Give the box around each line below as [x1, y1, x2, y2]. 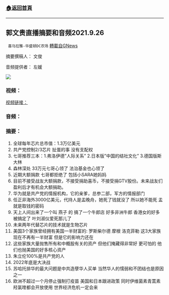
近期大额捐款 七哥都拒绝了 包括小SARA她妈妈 [13, 171, 107, 177]
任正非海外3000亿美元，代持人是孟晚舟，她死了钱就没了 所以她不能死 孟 [13, 196, 163, 202]
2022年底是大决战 [13, 259, 51, 265]
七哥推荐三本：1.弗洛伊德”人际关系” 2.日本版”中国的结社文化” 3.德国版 [13, 153, 157, 159]
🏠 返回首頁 [6, 4, 33, 11]
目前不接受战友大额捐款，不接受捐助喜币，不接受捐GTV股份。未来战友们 [13, 178, 163, 184]
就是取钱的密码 [13, 203, 44, 209]
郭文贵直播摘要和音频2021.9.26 [6, 29, 104, 37]
